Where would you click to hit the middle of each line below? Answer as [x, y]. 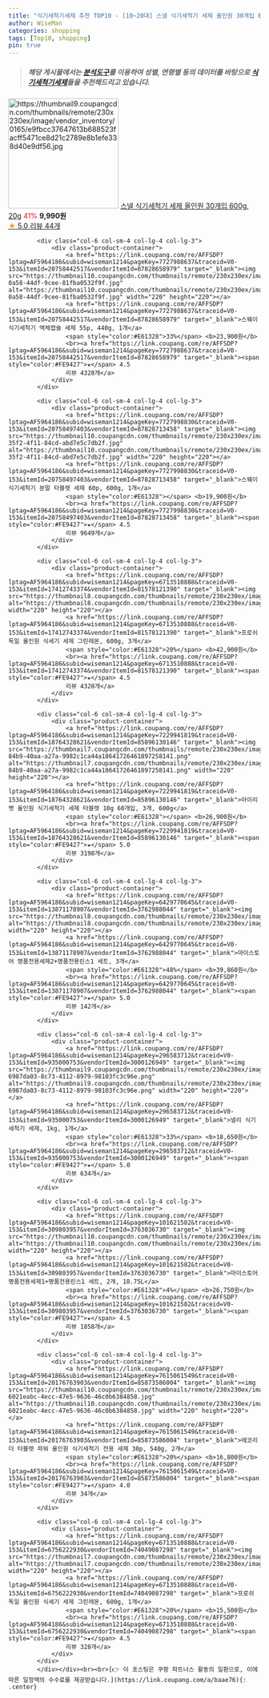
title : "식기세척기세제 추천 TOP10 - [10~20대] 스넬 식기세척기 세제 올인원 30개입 [131, 16]
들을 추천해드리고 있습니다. [108, 82]
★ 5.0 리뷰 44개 [34, 226]
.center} [23, 1687]
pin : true [25, 46]
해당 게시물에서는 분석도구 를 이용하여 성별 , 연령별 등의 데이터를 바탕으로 [139, 72]
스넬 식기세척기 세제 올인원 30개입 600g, [185, 206]
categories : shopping [44, 30]
